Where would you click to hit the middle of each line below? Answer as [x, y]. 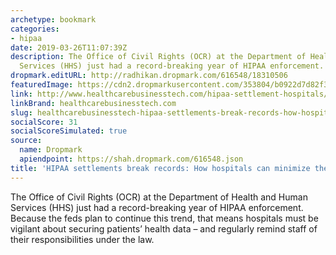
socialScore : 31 [44, 122]
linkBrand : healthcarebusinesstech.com [93, 103]
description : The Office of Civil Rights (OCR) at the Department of [158, 57]
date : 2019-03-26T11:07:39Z [69, 47]
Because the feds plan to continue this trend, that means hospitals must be [164, 218]
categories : [35, 29]
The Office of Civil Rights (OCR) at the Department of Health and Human [159, 197]
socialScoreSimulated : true [69, 131]
